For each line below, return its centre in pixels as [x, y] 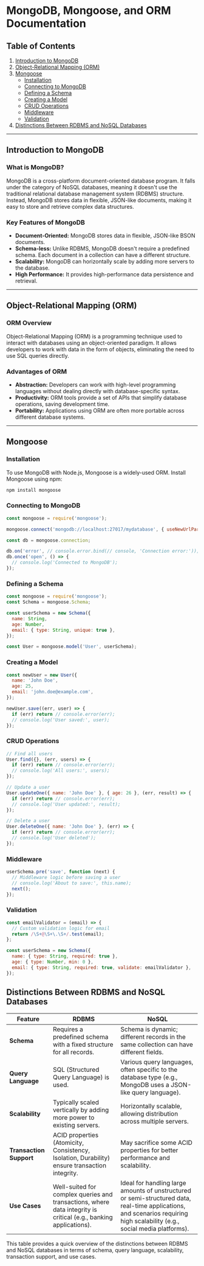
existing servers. [76, 1125]
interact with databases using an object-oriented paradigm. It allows [92, 343]
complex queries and [83, 1194]
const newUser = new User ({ [42, 675]
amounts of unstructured [156, 1191]
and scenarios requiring [154, 1213]
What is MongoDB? [35, 167]
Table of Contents [41, 46]
